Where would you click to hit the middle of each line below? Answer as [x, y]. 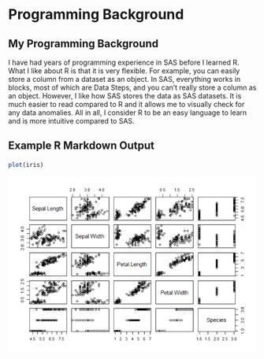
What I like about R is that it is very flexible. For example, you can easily [124, 71]
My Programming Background [84, 44]
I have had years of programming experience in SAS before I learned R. [124, 62]
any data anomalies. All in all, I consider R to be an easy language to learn [128, 113]
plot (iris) [26, 165]
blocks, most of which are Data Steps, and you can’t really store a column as [132, 87]
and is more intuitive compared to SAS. [72, 121]
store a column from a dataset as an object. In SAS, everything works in [125, 79]
